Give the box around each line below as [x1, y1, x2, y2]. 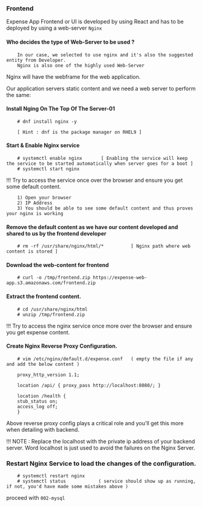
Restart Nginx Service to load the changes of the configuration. [6, 459, 197, 468]
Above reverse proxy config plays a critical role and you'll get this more [6, 419, 184, 426]
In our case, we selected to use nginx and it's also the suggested [17, 51, 194, 58]
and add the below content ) [6, 361, 80, 367]
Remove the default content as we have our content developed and [6, 223, 178, 231]
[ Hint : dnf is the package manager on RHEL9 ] [17, 129, 142, 135]
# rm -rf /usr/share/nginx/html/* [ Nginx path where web [17, 244, 191, 250]
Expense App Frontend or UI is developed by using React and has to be [6, 18, 184, 25]
